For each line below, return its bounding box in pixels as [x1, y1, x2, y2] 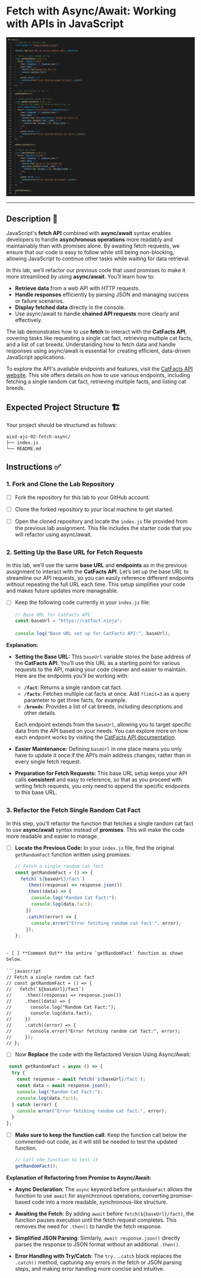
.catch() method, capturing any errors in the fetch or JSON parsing [14, 1258, 182, 1266]
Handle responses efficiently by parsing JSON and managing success [14, 291, 189, 298]
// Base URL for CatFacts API [14, 612, 91, 618]
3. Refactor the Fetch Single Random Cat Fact [6, 806, 141, 814]
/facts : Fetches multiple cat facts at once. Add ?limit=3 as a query [23, 690, 190, 697]
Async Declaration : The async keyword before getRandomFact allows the [14, 1186, 193, 1193]
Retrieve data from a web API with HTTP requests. [14, 285, 141, 292]
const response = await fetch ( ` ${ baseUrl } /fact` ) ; [17, 1076, 146, 1082]
